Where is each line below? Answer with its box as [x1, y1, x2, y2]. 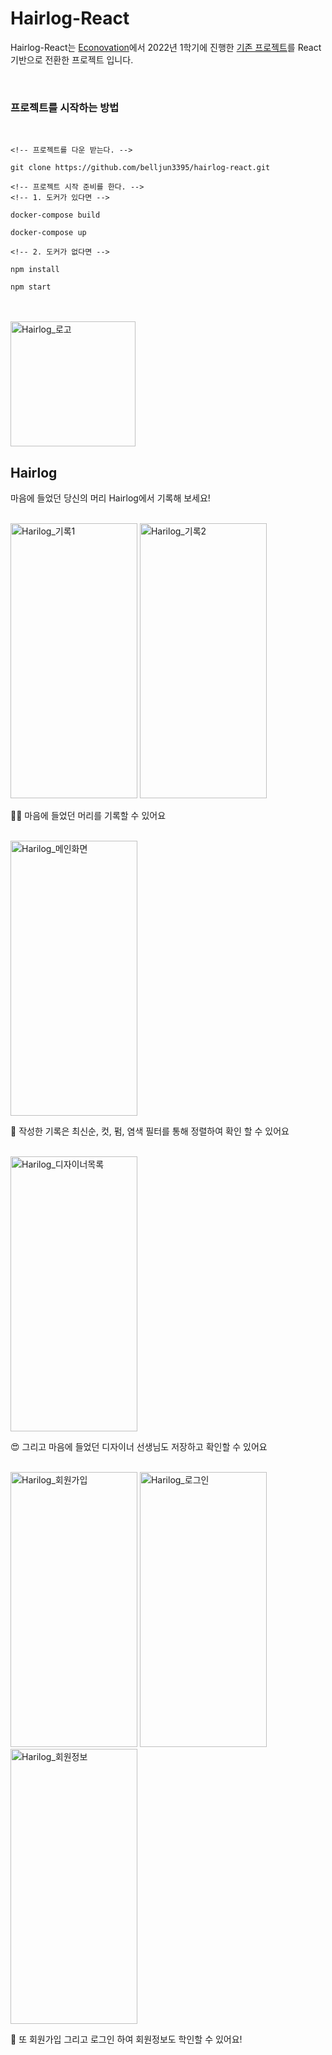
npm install [10, 265, 60, 275]
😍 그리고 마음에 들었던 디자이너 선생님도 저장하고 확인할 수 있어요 [10, 1441, 268, 1453]
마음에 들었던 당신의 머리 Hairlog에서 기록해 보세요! [10, 492, 211, 504]
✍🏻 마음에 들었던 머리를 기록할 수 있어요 [10, 810, 167, 822]
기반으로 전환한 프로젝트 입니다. [10, 53, 134, 66]
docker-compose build [10, 210, 101, 221]
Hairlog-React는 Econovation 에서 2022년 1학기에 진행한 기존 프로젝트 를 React [10, 41, 322, 53]
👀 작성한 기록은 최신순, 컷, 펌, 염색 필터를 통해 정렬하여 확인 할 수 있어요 [10, 1125, 290, 1137]
